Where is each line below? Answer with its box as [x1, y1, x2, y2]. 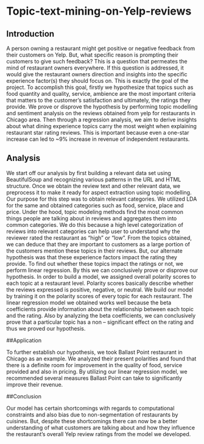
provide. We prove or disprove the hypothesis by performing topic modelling [6, 103, 198, 110]
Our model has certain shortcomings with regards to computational [6, 404, 175, 412]
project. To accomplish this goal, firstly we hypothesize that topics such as [6, 84, 194, 91]
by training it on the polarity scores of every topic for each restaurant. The [6, 292, 192, 299]
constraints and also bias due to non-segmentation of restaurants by [6, 410, 178, 418]
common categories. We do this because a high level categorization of [6, 221, 184, 228]
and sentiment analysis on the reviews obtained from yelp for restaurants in [6, 110, 196, 116]
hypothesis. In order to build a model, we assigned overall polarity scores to [6, 273, 197, 280]
